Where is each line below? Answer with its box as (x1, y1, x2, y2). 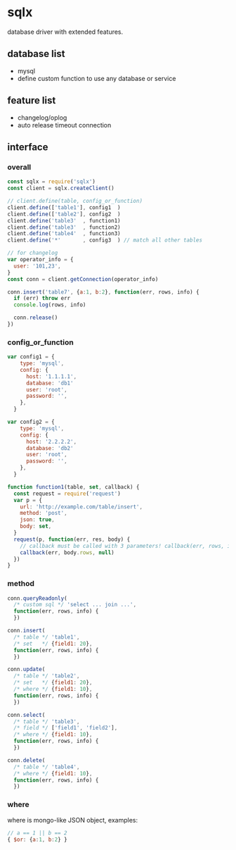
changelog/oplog (17, 113, 67, 122)
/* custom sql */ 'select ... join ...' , (13, 601, 137, 608)
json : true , (20, 516, 55, 523)
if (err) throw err (13, 295, 71, 302)
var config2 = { (7, 418, 55, 426)
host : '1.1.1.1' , (25, 373, 77, 380)
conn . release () (13, 314, 58, 321)
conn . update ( (7, 666, 46, 673)
